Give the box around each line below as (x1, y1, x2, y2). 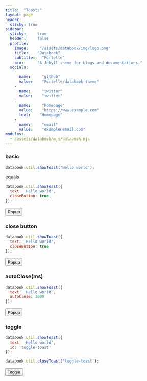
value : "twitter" (18, 93, 63, 98)
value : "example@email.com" (18, 127, 86, 132)
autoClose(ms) (5, 273, 43, 280)
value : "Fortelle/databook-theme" (18, 79, 100, 84)
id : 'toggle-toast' (10, 345, 52, 350)
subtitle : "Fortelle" (14, 55, 65, 61)
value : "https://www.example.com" (18, 108, 100, 113)
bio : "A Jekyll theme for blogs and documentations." (14, 60, 143, 65)
